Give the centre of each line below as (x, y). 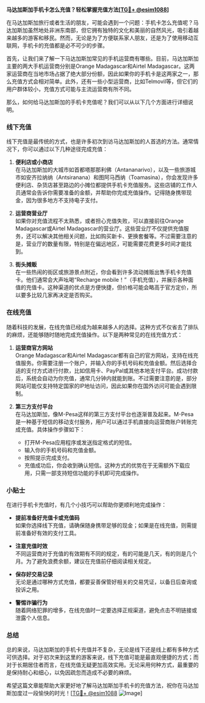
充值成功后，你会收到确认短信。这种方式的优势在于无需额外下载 (104, 465)
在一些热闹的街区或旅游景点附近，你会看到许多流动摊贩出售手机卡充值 (103, 272)
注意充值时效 (31, 546)
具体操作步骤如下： (61, 429)
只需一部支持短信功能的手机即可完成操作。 (88, 473)
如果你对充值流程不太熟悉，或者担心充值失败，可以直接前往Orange (99, 221)
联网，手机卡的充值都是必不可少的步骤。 (57, 46)
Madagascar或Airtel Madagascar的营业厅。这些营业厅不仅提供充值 (99, 229)
